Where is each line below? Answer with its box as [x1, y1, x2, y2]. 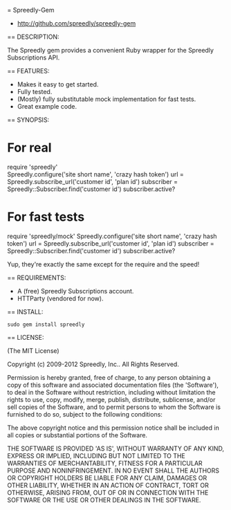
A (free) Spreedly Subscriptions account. [17, 286, 134, 295]
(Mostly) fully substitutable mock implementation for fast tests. [17, 95, 196, 103]
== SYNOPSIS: [7, 116, 50, 124]
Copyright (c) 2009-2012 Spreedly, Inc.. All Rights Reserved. [7, 360, 180, 368]
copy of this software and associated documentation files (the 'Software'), [7, 381, 219, 389]
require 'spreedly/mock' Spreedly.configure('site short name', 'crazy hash [7, 232, 217, 240]
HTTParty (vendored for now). [17, 294, 104, 302]
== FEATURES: [7, 67, 50, 75]
